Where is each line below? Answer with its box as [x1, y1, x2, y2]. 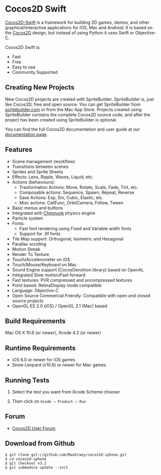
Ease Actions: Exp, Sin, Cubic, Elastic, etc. [19, 194, 104, 200]
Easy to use [12, 64, 35, 70]
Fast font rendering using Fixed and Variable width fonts [19, 225, 132, 231]
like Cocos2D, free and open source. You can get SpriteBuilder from [5, 101, 141, 107]
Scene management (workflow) [12, 158, 75, 164]
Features [5, 146, 32, 154]
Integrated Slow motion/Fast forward [12, 272, 86, 278]
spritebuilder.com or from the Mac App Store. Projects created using [5, 106, 142, 112]
